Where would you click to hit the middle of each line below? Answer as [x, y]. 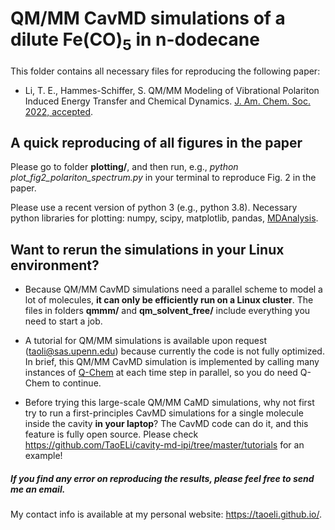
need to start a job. [63, 321]
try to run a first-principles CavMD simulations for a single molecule [164, 413]
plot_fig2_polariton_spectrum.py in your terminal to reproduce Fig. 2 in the [163, 178]
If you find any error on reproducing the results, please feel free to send [162, 478]
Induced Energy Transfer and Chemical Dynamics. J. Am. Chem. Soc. [167, 101]
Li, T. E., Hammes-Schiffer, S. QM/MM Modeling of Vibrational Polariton [172, 90]
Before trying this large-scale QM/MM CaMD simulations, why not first [169, 403]
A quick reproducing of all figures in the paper [156, 142]
